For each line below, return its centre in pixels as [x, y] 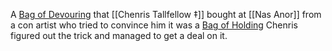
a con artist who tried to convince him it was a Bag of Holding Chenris [154, 25]
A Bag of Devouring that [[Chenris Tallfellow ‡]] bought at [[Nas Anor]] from [166, 14]
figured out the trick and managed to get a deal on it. [119, 35]
